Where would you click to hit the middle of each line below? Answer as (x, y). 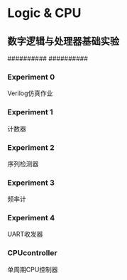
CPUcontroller (33, 253)
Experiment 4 (31, 218)
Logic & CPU (44, 13)
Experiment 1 (30, 112)
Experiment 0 (31, 77)
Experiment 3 (31, 183)
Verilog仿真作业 (30, 93)
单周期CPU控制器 (33, 269)
